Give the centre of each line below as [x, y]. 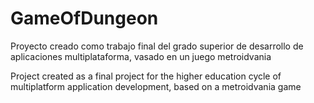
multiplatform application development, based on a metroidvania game [156, 86]
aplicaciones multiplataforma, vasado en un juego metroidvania [141, 56]
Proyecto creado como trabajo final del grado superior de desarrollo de [157, 46]
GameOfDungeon [84, 18]
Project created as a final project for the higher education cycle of [146, 76]
